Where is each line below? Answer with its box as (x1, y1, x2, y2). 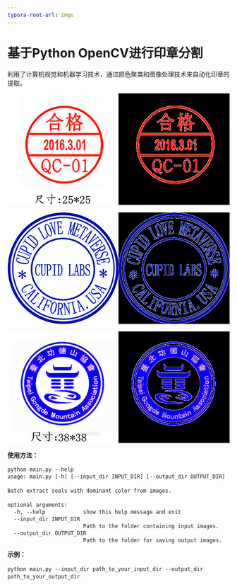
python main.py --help (7, 466, 74, 473)
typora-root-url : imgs (7, 11, 74, 18)
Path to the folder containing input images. (83, 523, 219, 530)
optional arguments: (7, 501, 68, 508)
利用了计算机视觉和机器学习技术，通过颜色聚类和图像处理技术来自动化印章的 (7, 69, 230, 78)
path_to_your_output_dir (7, 573, 80, 580)
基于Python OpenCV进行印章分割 (7, 45, 203, 61)
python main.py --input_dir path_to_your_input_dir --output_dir (7, 565, 203, 573)
